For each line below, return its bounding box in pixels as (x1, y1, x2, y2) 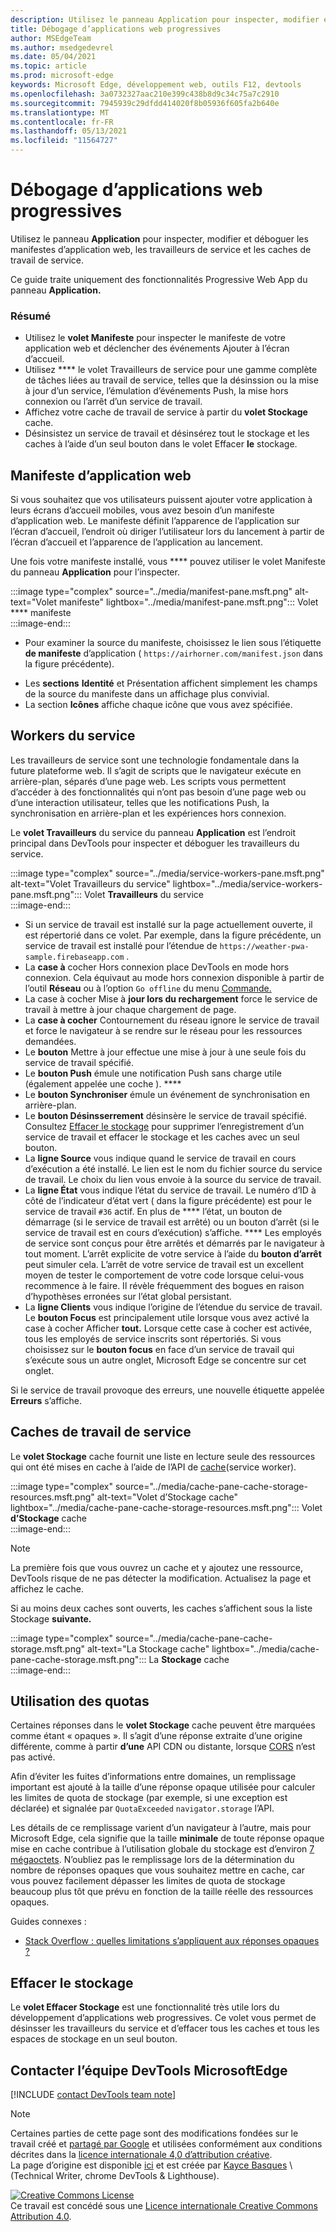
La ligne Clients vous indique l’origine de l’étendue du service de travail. (24, 1301, 323, 1313)
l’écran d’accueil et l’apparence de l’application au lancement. (10, 536, 263, 548)
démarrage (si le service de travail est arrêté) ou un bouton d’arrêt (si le (24, 1216, 320, 1228)
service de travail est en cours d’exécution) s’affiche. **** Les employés (24, 1226, 322, 1238)
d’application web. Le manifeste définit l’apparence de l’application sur (10, 515, 300, 527)
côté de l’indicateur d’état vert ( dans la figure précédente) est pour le (24, 1194, 312, 1206)
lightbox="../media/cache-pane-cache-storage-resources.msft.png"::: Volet (10, 1501, 323, 1513)
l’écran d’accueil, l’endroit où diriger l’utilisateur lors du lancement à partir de (10, 526, 325, 538)
